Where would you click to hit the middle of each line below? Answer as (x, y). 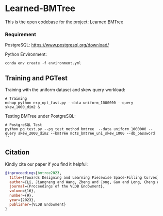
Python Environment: (26, 54)
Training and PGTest (36, 78)
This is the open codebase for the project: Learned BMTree (64, 22)
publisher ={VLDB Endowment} (38, 204)
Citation (17, 152)
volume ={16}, (23, 191)
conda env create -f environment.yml (43, 63)
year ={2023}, (23, 200)
